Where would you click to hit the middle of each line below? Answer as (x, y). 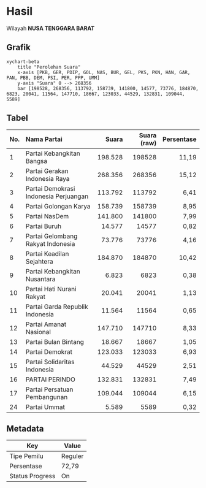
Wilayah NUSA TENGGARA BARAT (51, 28)
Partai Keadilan (47, 254)
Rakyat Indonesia (50, 243)
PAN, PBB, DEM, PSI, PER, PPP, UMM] (53, 78)
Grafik (18, 48)
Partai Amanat (46, 324)
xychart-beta (23, 62)
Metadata (25, 428)
